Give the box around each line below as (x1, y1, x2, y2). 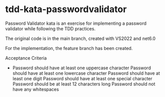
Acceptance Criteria (5, 55, 47, 61)
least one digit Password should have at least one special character (12, 75, 152, 81)
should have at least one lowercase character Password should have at (12, 70, 160, 76)
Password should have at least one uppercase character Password (12, 65, 151, 71)
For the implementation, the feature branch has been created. (5, 45, 133, 51)
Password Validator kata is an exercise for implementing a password (5, 20, 147, 26)
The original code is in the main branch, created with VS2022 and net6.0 (5, 35, 156, 41)
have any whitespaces (12, 86, 59, 92)
